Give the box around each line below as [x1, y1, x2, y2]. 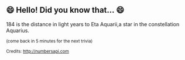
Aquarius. [6, 27, 29, 34]
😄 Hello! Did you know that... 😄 [6, 5, 125, 15]
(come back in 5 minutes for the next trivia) [6, 38, 92, 44]
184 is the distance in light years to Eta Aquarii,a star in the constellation [6, 20, 180, 27]
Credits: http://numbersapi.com [6, 48, 69, 54]
